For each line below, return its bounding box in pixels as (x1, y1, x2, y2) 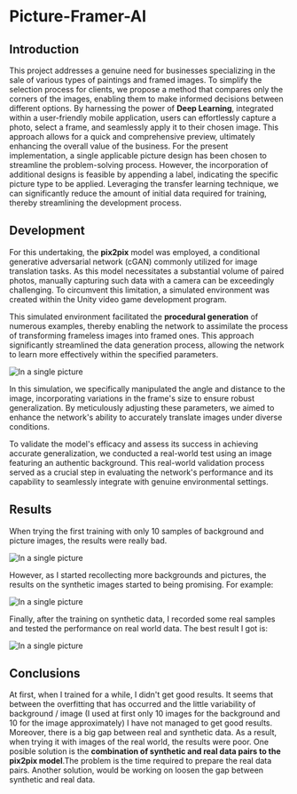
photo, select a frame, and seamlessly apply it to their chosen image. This (9, 122, 279, 132)
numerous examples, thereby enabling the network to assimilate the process (9, 320, 288, 331)
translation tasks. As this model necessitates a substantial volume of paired (9, 265, 285, 277)
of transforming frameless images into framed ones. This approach (9, 330, 254, 341)
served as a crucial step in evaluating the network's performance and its (9, 467, 274, 477)
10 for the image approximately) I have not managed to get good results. (9, 718, 273, 728)
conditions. (9, 421, 51, 432)
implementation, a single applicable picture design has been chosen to (9, 150, 268, 161)
